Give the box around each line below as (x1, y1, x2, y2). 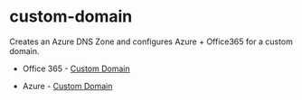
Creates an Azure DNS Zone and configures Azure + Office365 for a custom (9, 36, 294, 47)
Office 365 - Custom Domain (22, 63, 130, 74)
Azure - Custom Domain (22, 80, 113, 91)
